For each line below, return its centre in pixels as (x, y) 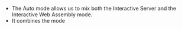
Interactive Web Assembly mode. (52, 14)
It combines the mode (38, 21)
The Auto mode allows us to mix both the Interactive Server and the (94, 8)
